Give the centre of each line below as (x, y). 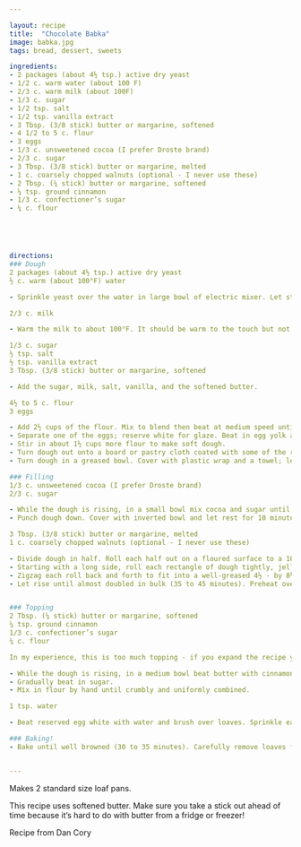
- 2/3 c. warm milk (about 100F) (72, 91)
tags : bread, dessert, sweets (66, 50)
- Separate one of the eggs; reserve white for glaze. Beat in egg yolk (148, 436)
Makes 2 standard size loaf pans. (70, 788)
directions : (31, 256)
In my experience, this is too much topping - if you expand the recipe (148, 657)
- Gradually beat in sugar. (62, 682)
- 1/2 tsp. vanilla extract (62, 117)
